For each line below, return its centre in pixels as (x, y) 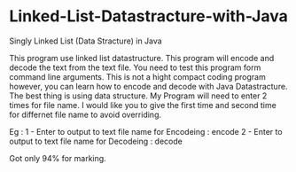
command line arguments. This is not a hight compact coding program (137, 76)
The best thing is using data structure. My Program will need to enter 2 (138, 96)
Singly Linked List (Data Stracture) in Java (86, 41)
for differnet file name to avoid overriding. (86, 114)
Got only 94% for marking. (58, 158)
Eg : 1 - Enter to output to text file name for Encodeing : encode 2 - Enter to (146, 131)
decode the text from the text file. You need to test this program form (135, 67)
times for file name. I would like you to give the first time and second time (143, 105)
